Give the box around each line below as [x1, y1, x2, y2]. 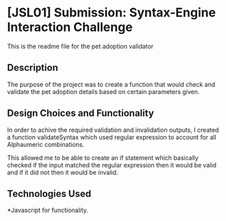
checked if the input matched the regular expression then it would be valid [7, 161, 217, 169]
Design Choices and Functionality [7, 108, 154, 119]
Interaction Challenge [7, 19, 133, 35]
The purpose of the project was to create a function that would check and [7, 80, 216, 89]
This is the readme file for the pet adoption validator [7, 42, 154, 50]
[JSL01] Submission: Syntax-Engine [7, 5, 216, 21]
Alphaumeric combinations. [7, 140, 85, 148]
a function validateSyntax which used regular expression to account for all [7, 132, 217, 141]
